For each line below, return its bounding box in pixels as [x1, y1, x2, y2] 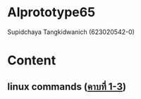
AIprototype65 [7, 4, 96, 21]
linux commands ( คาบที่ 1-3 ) [7, 81, 127, 93]
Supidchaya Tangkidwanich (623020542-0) [7, 28, 135, 36]
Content [7, 52, 56, 69]
